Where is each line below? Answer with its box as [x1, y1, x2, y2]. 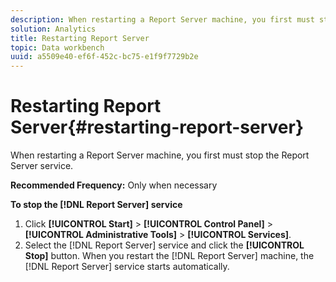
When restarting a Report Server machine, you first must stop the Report [10, 149, 310, 161]
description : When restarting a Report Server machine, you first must [10, 14, 315, 25]
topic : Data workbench [10, 42, 105, 53]
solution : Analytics [10, 24, 97, 34]
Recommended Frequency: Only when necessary [10, 179, 218, 191]
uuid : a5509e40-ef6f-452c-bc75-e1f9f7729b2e [10, 52, 199, 62]
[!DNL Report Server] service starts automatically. [24, 261, 230, 273]
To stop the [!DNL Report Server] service [10, 199, 183, 211]
